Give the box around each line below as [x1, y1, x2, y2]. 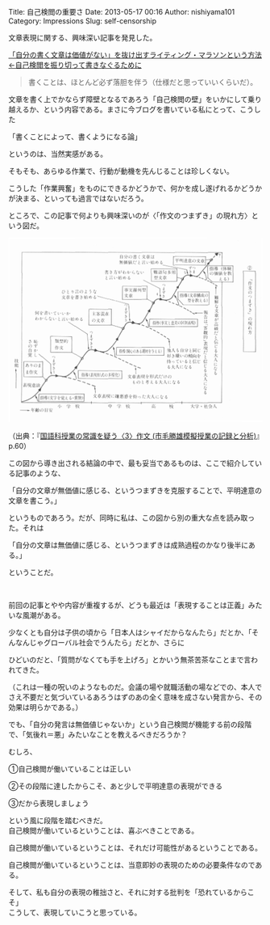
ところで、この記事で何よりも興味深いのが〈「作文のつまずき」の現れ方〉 [8, 211, 252, 220]
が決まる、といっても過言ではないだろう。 [8, 193, 148, 203]
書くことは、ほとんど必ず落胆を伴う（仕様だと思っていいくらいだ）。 [27, 78, 258, 87]
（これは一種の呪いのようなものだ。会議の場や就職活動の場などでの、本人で [8, 682, 263, 691]
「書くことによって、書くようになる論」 [8, 132, 143, 141]
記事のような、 [15, 468, 65, 478]
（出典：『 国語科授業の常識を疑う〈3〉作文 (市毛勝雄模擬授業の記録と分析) [8, 431, 256, 441]
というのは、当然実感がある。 [8, 149, 107, 158]
